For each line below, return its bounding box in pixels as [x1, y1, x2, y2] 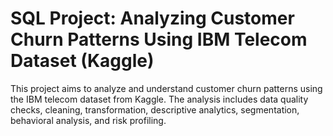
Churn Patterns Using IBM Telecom [10, 28, 308, 51]
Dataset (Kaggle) [10, 50, 155, 72]
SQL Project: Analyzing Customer [10, 7, 295, 30]
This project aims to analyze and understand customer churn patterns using [10, 82, 323, 94]
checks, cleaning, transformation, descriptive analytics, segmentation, [10, 103, 300, 116]
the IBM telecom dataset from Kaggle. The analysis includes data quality [10, 93, 309, 105]
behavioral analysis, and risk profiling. [10, 114, 167, 126]
